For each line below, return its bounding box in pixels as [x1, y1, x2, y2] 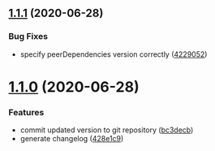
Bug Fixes [8, 31, 49, 42]
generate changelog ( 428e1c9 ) [19, 134, 124, 144]
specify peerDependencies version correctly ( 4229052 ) [19, 49, 208, 59]
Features [8, 106, 45, 118]
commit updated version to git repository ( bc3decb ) [19, 125, 194, 135]
